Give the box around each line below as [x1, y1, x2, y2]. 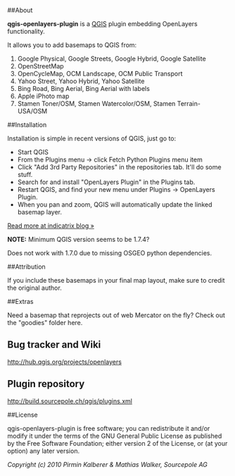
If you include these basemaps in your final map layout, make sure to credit [7, 276, 225, 284]
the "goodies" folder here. [7, 319, 83, 327]
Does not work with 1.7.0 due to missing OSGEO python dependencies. [7, 249, 212, 257]
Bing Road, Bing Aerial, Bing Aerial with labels [17, 85, 150, 92]
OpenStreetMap [17, 62, 65, 70]
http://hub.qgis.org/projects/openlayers [7, 358, 122, 366]
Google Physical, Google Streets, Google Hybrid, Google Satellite [17, 54, 206, 63]
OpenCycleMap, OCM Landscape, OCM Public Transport [17, 70, 183, 78]
